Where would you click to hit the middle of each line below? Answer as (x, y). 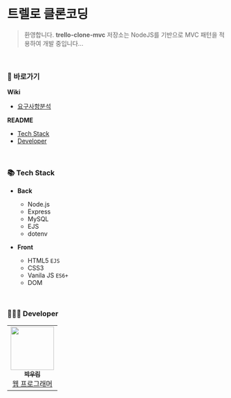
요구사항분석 (34, 106)
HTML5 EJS (44, 260)
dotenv (38, 234)
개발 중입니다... (63, 43)
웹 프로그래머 (33, 383)
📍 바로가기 (24, 76)
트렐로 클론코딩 (48, 14)
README (20, 120)
